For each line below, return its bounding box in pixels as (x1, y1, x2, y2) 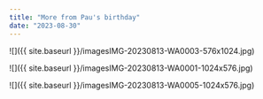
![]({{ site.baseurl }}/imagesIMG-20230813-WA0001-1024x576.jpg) (9, 63, 254, 73)
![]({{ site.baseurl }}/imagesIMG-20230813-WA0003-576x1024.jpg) (9, 45, 255, 56)
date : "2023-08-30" (9, 21, 81, 30)
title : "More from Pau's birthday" (9, 12, 141, 22)
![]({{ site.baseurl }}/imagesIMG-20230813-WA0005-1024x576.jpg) (9, 80, 255, 90)
